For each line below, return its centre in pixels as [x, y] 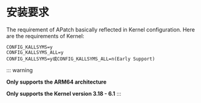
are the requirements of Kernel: [45, 36]
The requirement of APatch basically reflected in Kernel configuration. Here [101, 29]
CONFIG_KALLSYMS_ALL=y [35, 52]
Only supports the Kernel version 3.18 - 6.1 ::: [64, 93]
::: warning [20, 70]
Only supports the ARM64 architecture [56, 82]
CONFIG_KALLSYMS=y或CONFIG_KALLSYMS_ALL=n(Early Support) [81, 59]
